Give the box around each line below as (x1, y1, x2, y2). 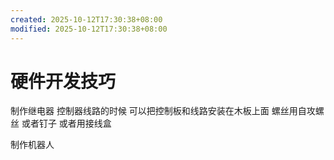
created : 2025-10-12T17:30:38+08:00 (10, 14, 163, 25)
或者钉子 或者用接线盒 (21, 117, 112, 130)
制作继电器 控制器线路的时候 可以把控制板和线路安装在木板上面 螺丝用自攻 (10, 105, 316, 117)
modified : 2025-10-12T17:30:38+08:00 (10, 24, 168, 34)
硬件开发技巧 (10, 70, 117, 93)
